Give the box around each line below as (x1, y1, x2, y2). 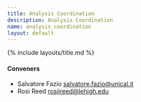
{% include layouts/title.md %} (7, 49, 95, 57)
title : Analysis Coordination (7, 10, 95, 17)
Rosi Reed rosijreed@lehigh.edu (17, 87, 109, 96)
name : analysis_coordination (7, 23, 92, 30)
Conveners (7, 64, 40, 73)
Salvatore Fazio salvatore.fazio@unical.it (17, 80, 134, 88)
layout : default (7, 29, 54, 37)
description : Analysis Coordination (7, 17, 113, 24)
